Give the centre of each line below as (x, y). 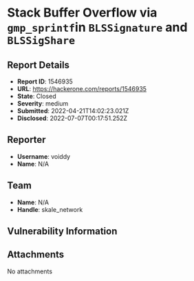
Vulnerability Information (62, 232)
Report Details (39, 65)
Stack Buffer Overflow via (82, 13)
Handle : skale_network (50, 209)
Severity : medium (43, 104)
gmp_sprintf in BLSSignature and (97, 27)
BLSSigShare (41, 41)
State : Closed (36, 96)
